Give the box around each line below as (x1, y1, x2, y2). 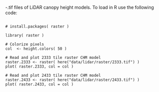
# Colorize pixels (5, 42, 44, 47)
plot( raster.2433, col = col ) (5, 82, 74, 87)
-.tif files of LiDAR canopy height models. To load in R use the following (5, 5, 154, 10)
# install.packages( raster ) (5, 24, 70, 29)
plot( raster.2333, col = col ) (5, 64, 74, 69)
